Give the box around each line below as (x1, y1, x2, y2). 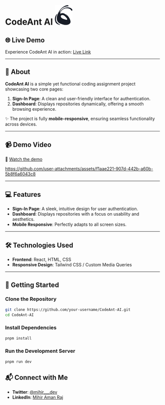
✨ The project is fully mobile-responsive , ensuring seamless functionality (5, 116, 155, 122)
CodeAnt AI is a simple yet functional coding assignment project (5, 81, 136, 87)
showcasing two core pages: (5, 86, 64, 92)
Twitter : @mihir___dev (12, 389, 57, 395)
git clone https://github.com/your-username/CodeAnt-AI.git (5, 307, 131, 312)
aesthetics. (12, 217, 35, 222)
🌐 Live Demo (5, 36, 45, 44)
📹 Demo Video (5, 141, 52, 149)
